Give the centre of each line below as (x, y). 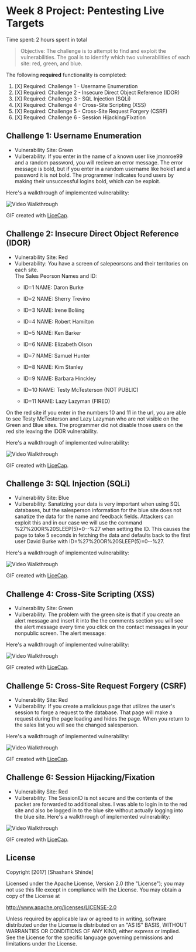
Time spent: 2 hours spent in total (47, 39)
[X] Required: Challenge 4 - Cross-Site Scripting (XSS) (80, 105)
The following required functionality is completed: (66, 75)
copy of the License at (33, 896)
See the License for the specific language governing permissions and (90, 937)
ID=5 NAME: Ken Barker (52, 332)
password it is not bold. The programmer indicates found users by (94, 175)
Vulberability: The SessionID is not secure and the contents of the (94, 798)
